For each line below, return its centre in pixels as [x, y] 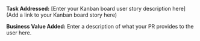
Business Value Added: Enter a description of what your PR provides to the [100, 26]
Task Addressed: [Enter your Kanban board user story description [89, 9]
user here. [19, 33]
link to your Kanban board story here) [70, 15]
